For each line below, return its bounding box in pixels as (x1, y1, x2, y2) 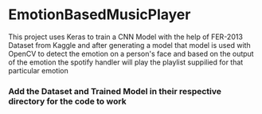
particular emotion (8, 65, 69, 75)
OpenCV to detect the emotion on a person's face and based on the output (8, 49, 254, 58)
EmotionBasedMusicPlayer (8, 6, 191, 24)
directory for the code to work (8, 96, 127, 107)
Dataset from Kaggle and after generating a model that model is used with (8, 40, 251, 49)
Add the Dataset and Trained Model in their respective (8, 85, 221, 96)
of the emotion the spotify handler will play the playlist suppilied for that (8, 57, 244, 67)
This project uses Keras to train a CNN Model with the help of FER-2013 (8, 32, 243, 41)
